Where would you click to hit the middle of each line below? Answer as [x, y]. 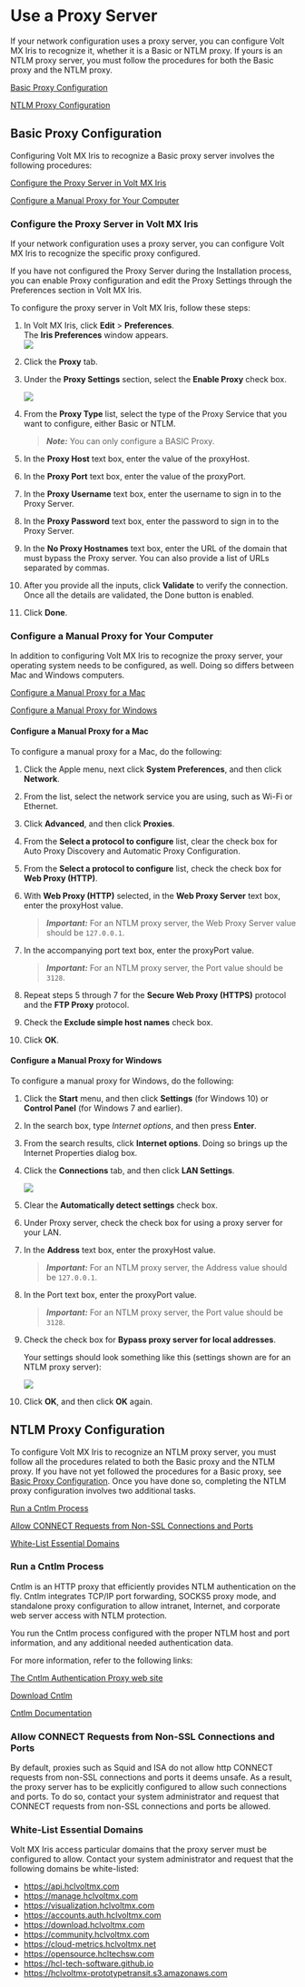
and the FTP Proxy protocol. [76, 1004]
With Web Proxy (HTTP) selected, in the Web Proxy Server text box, [152, 895]
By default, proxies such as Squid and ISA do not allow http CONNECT [142, 1768]
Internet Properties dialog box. [80, 1152]
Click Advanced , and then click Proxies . [99, 824]
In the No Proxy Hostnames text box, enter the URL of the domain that [155, 549]
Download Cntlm [41, 1695]
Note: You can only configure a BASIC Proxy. [130, 441]
